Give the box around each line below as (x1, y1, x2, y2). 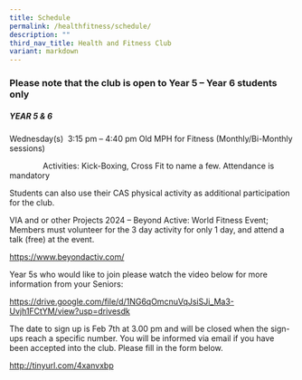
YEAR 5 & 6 (9, 110, 52, 121)
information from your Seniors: (9, 279, 124, 290)
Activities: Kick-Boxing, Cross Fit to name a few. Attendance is (42, 160, 275, 172)
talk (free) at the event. (9, 234, 95, 245)
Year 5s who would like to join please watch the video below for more (9, 269, 269, 280)
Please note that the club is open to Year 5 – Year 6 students (9, 77, 278, 90)
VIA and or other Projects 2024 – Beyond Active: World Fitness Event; (9, 214, 269, 226)
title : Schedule (9, 13, 71, 23)
